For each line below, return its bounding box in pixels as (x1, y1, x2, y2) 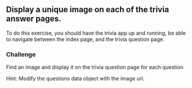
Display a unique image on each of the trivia (6, 5, 169, 15)
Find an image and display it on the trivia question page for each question (6, 64, 184, 71)
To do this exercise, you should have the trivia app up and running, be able (6, 29, 186, 36)
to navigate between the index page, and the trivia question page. (6, 35, 165, 43)
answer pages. (6, 14, 61, 24)
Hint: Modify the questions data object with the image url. (6, 75, 145, 82)
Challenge (6, 50, 36, 58)
